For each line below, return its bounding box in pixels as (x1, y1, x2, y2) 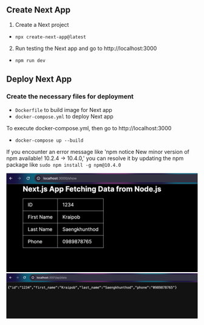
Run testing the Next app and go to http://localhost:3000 (15, 44, 157, 52)
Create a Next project (15, 21, 69, 28)
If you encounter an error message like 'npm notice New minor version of (6, 148, 189, 155)
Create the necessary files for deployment (6, 93, 134, 101)
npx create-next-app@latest (15, 33, 86, 40)
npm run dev (15, 57, 46, 63)
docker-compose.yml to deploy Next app (15, 113, 114, 120)
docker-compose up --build (15, 137, 84, 144)
